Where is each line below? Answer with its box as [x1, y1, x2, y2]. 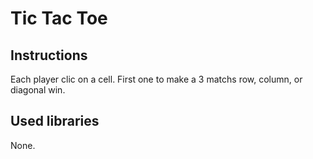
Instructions [10, 47, 88, 64]
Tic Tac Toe [10, 7, 108, 30]
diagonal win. [10, 84, 66, 96]
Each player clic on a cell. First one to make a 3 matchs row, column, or [10, 73, 303, 85]
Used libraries [10, 113, 100, 130]
